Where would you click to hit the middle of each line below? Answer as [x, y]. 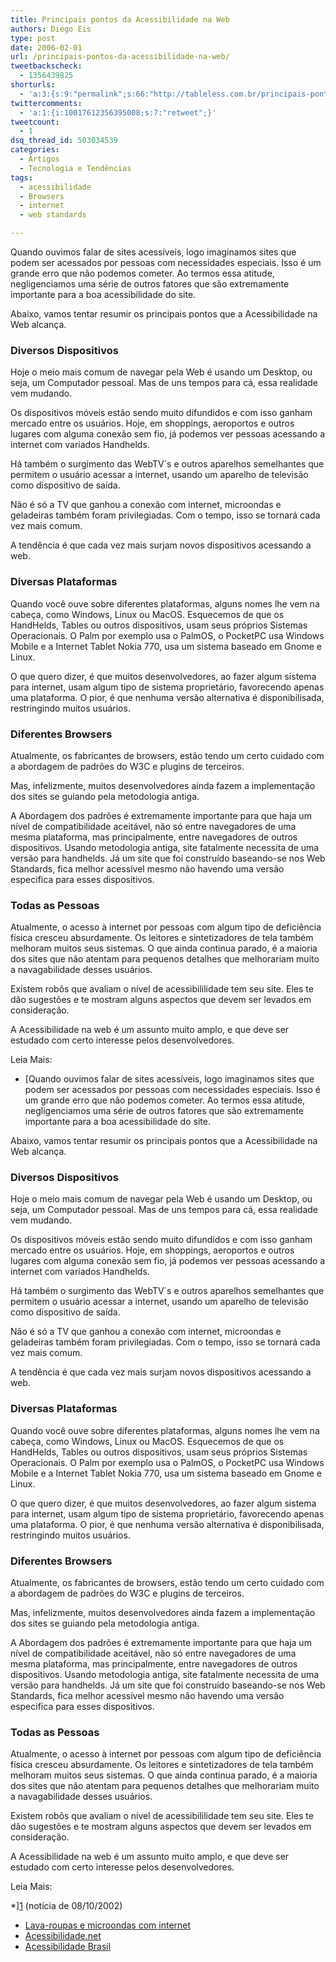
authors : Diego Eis [51, 29]
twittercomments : [46, 103]
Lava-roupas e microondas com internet [108, 1925]
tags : [21, 177]
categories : [35, 150]
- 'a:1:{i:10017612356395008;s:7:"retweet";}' [118, 112]
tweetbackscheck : [46, 66]
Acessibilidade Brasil [68, 1947]
